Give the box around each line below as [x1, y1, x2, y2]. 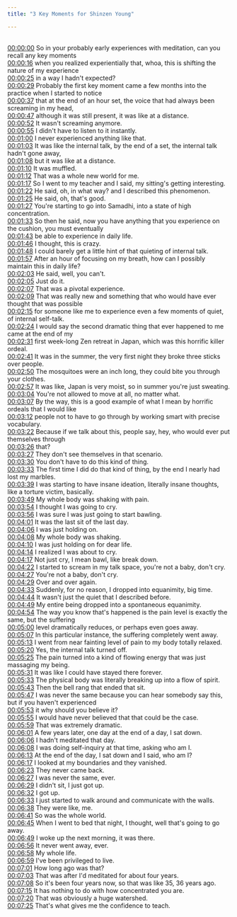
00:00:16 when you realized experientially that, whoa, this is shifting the [7, 58, 216, 67]
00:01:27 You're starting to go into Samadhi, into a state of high [7, 201, 192, 210]
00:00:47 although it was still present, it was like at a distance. [7, 111, 190, 120]
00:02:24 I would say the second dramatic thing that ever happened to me [7, 321, 224, 330]
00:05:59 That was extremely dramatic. [7, 720, 122, 729]
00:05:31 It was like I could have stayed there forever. [7, 668, 163, 676]
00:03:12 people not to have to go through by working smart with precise [7, 412, 221, 421]
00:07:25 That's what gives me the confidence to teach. [7, 901, 171, 910]
